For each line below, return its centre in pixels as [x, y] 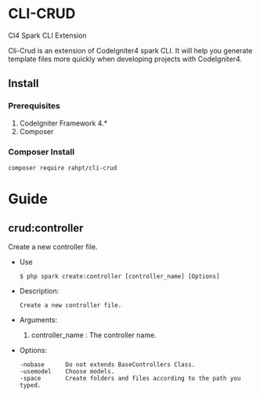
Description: [39, 290]
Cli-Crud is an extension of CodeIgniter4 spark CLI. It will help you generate [130, 50]
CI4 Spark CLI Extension [48, 35]
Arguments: [38, 319]
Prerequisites [34, 106]
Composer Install [42, 151]
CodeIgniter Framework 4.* [63, 123]
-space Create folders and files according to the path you [130, 378]
